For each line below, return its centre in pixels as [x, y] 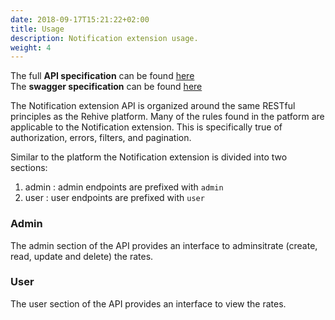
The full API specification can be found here [102, 76]
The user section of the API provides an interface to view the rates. [148, 303]
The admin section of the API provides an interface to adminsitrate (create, [164, 245]
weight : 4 [31, 47]
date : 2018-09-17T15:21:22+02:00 [80, 19]
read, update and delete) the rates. [82, 256]
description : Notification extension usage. [104, 38]
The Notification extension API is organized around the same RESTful [153, 106]
